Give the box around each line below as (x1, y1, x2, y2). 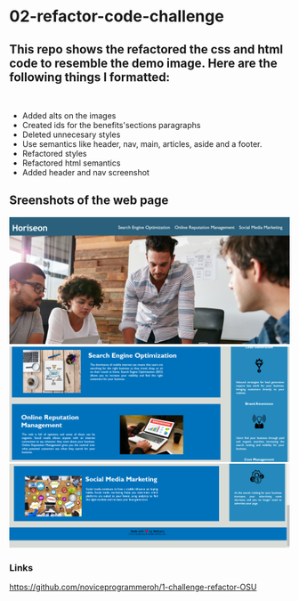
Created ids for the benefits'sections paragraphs (21, 120, 201, 130)
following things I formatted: (9, 69, 171, 85)
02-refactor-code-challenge (9, 6, 224, 27)
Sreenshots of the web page (9, 193, 169, 208)
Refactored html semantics (21, 158, 121, 168)
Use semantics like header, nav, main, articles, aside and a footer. (21, 139, 263, 149)
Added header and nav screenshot (21, 167, 149, 177)
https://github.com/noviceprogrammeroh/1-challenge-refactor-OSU (9, 581, 257, 592)
